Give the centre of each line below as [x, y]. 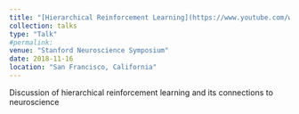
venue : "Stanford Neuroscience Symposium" [89, 51]
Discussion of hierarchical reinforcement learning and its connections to [141, 92]
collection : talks [43, 26]
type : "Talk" [33, 34]
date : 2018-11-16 [41, 59]
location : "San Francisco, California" [83, 68]
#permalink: [31, 42]
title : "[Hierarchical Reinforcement [79, 17]
